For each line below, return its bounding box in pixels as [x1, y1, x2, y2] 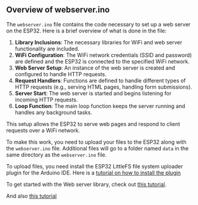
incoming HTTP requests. [14, 96, 78, 103]
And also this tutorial [6, 192, 57, 200]
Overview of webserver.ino [6, 5, 110, 15]
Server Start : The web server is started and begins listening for [14, 89, 172, 97]
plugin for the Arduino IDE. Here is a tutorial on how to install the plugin [6, 169, 181, 176]
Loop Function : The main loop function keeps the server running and [14, 102, 185, 110]
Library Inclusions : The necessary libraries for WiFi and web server [14, 38, 182, 46]
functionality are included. [14, 45, 80, 52]
